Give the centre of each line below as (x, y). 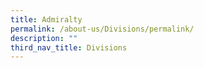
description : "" (44, 38)
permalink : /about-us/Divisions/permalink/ (102, 29)
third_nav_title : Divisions (69, 47)
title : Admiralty (46, 19)
